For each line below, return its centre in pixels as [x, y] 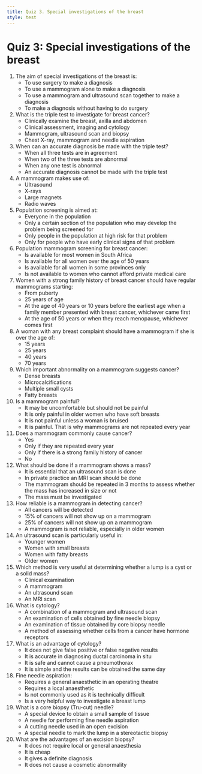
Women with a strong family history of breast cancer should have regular [105, 280]
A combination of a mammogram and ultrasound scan [91, 612]
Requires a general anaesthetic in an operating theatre [91, 682]
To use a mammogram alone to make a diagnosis [85, 89]
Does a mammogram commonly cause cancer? [74, 433]
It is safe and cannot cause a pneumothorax [79, 663]
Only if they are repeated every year [69, 446]
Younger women [45, 542]
